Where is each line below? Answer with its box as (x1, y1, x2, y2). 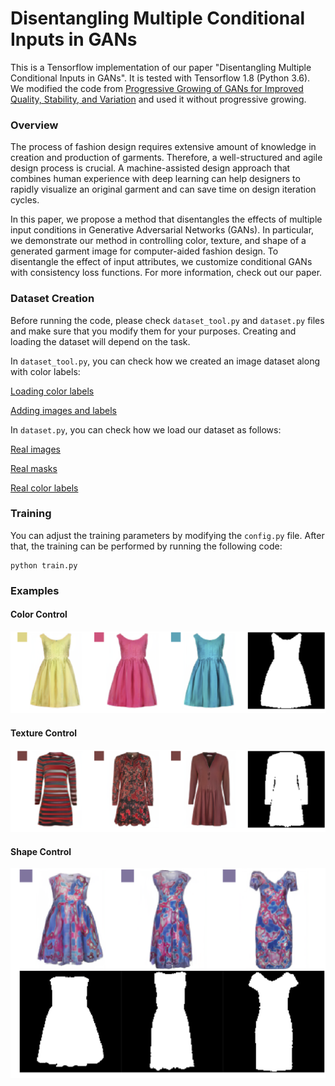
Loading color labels (10, 385, 95, 397)
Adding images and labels (10, 404, 117, 416)
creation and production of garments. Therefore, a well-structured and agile (10, 152, 323, 164)
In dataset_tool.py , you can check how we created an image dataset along (10, 355, 321, 367)
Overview (10, 118, 59, 132)
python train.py (10, 560, 78, 571)
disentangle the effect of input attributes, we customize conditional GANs (10, 256, 313, 268)
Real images (10, 443, 61, 455)
